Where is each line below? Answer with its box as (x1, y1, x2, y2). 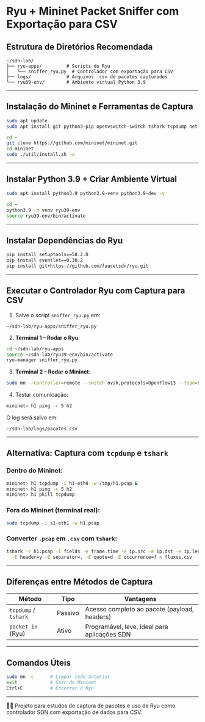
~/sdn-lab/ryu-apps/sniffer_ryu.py (6, 323, 97, 330)
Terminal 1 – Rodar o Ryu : (15, 334, 81, 341)
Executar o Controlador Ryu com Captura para (6, 285, 185, 296)
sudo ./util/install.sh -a (6, 152, 75, 158)
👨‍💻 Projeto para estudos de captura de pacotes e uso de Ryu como (6, 702, 176, 709)
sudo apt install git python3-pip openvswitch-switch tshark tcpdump (6, 123, 187, 130)
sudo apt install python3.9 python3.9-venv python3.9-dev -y (6, 190, 165, 196)
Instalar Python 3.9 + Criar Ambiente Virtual (6, 174, 178, 185)
